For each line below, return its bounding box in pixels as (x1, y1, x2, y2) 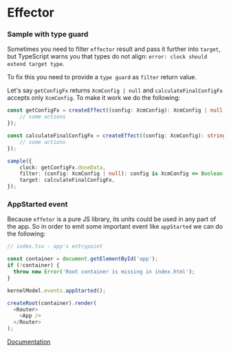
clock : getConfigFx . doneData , (19, 164, 107, 171)
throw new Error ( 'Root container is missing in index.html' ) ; (13, 269, 195, 276)
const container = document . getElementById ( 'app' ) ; (7, 256, 158, 262)
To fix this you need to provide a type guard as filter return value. (7, 73, 197, 81)
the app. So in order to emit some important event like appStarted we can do (7, 222, 223, 231)
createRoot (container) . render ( (7, 300, 97, 307)
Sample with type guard (7, 30, 89, 39)
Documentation (7, 338, 51, 346)
